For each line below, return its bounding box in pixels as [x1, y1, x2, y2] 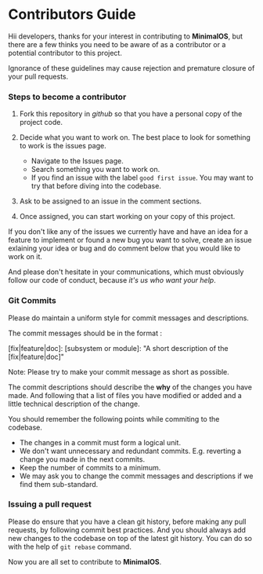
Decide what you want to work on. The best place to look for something [19, 133, 250, 142]
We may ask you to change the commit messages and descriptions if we [19, 471, 254, 481]
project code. [19, 118, 63, 127]
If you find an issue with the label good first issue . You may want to [31, 173, 254, 182]
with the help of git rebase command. [8, 542, 131, 551]
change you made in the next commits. [19, 454, 146, 464]
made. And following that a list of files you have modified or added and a [8, 390, 243, 400]
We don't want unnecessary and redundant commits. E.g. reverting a [19, 446, 242, 455]
